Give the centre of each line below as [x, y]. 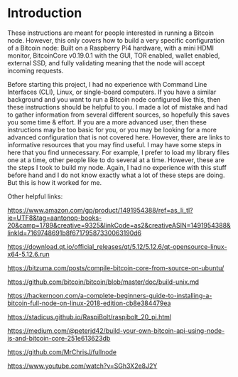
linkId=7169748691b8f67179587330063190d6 [75, 233]
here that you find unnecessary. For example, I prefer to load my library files [118, 152]
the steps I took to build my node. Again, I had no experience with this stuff [117, 167]
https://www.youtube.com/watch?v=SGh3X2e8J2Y [82, 366]
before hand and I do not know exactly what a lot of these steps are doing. [116, 175]
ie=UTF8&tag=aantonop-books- [54, 218]
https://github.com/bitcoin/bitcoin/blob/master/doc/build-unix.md [103, 282]
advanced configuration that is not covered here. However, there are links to [119, 137]
